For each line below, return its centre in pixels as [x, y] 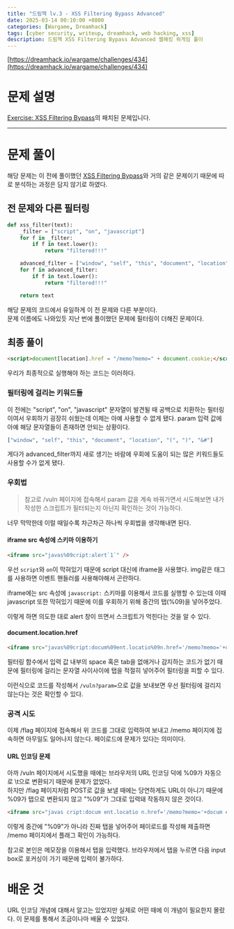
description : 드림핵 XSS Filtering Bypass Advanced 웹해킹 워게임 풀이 [105, 40]
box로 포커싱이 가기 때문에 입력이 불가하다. [65, 859]
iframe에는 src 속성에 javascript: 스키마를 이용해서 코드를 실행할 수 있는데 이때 [117, 592]
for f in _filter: [46, 238]
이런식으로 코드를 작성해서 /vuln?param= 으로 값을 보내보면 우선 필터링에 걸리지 [114, 685]
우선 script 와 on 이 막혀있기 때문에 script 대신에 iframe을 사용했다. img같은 [110, 569]
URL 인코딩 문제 [29, 756]
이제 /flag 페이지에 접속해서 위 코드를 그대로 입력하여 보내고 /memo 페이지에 [111, 730]
